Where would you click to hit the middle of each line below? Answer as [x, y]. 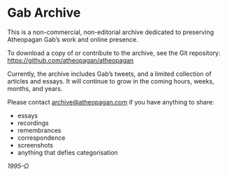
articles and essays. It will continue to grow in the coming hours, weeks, [111, 81]
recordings [33, 122]
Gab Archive [44, 13]
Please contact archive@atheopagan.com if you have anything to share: [111, 102]
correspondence [41, 138]
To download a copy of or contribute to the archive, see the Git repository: [114, 53]
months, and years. [35, 88]
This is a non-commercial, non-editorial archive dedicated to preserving [111, 32]
